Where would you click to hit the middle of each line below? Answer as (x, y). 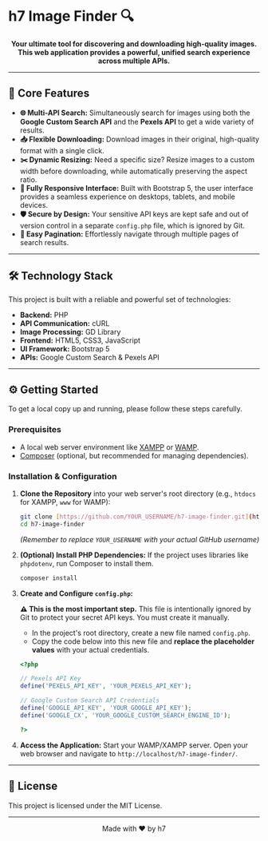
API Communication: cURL (65, 323)
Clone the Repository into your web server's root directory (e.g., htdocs (138, 494)
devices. (34, 204)
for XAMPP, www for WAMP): (65, 502)
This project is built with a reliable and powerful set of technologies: (120, 299)
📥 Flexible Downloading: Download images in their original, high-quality (140, 139)
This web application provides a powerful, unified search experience (134, 52)
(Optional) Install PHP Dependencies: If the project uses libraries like (134, 555)
